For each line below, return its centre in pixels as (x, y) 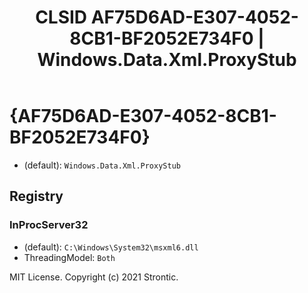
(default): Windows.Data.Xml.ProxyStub (102, 165)
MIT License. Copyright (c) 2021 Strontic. (94, 277)
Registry (36, 196)
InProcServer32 (49, 225)
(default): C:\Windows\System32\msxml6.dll (111, 247)
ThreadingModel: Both (69, 257)
